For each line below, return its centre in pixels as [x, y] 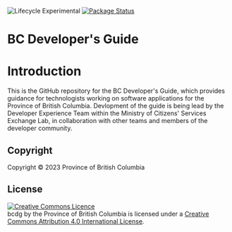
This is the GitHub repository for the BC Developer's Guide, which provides [116, 91]
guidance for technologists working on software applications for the [106, 98]
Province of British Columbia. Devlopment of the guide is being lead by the [116, 106]
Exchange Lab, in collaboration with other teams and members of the [108, 121]
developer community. [40, 128]
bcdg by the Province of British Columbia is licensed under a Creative [108, 214]
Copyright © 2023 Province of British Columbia [76, 167]
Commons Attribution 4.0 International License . [76, 221]
